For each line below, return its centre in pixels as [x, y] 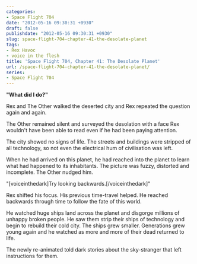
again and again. [26, 113]
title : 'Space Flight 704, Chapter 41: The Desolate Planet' [83, 61]
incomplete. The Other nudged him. [50, 172]
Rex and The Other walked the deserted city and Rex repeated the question [98, 106]
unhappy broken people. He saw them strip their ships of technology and [96, 220]
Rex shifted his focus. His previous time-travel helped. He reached [87, 195]
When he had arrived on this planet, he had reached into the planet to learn [98, 160]
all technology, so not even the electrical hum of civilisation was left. [90, 148]
